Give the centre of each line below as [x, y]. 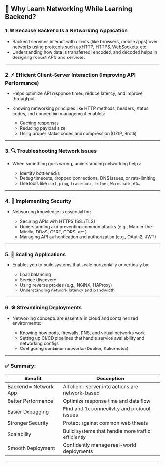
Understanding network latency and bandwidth [67, 290]
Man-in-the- [141, 226]
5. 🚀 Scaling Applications [36, 254]
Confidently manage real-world [100, 445]
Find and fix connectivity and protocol [107, 409]
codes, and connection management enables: [58, 113]
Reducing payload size [42, 128]
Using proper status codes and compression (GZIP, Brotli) [78, 133]
